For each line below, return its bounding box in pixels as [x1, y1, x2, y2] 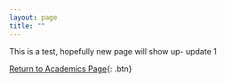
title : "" [9, 21, 46, 30]
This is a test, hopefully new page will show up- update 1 [9, 46, 217, 56]
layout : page [9, 12, 58, 22]
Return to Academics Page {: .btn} [9, 63, 133, 74]
